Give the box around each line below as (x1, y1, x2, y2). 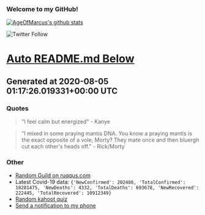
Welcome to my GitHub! (6, 5, 78, 13)
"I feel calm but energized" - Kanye (21, 118, 111, 125)
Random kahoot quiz (15, 195, 68, 203)
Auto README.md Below (6, 52, 135, 66)
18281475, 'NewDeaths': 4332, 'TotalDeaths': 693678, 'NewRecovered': (15, 185, 199, 191)
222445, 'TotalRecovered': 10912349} (15, 190, 112, 197)
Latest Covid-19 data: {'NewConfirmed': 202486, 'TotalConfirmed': (15, 178, 186, 186)
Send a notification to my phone (15, 202, 96, 210)
